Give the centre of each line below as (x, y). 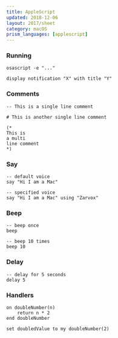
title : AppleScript (31, 12)
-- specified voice (31, 193)
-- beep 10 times (28, 242)
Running (19, 56)
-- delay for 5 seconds (36, 274)
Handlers (20, 295)
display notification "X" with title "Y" (59, 79)
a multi (16, 138)
